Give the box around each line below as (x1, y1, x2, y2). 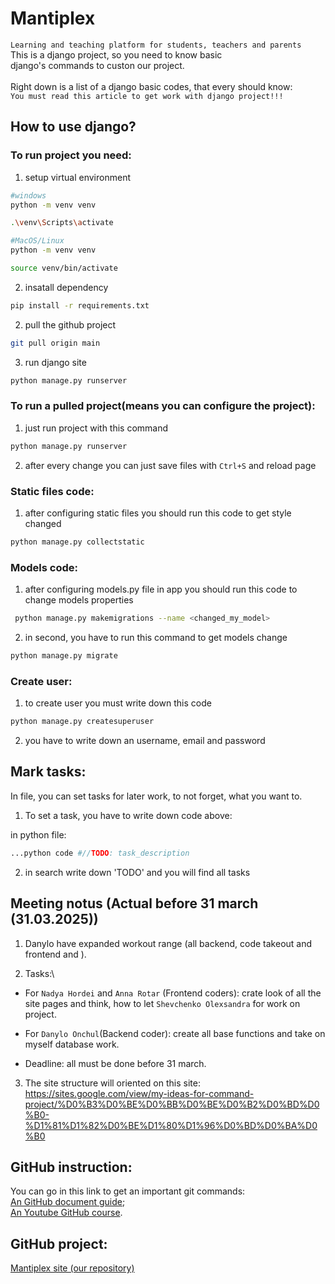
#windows (10, 190, 47, 201)
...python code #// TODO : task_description (10, 848, 190, 858)
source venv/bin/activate (10, 263, 118, 273)
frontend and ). (24, 948, 87, 960)
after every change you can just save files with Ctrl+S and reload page (24, 459, 317, 471)
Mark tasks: (10, 763, 87, 781)
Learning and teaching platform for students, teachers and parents (10, 40, 302, 50)
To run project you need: (10, 148, 132, 162)
